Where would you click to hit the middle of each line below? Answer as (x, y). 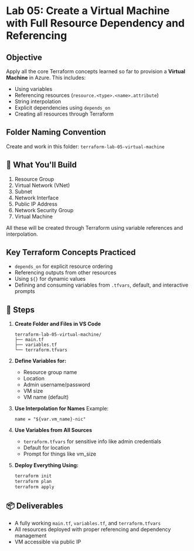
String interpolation (38, 101)
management (30, 535)
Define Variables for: (40, 361)
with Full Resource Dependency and (96, 23)
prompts (25, 291)
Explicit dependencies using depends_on (62, 108)
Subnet (23, 191)
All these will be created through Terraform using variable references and (95, 227)
